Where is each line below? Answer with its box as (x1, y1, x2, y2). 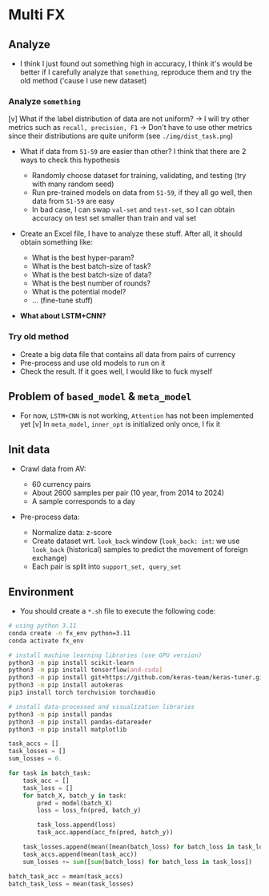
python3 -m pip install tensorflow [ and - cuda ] (8, 666, 163, 675)
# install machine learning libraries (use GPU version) (8, 651, 203, 659)
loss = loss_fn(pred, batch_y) (37, 806, 142, 815)
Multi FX (8, 6, 66, 24)
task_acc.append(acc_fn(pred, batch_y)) (37, 829, 174, 837)
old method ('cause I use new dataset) (19, 76, 147, 85)
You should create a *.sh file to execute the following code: (19, 606, 216, 616)
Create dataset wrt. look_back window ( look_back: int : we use (31, 536, 240, 546)
